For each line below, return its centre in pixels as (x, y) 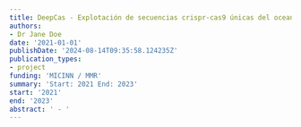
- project (28, 68)
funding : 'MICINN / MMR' (56, 76)
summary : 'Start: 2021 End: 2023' (74, 84)
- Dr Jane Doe (36, 34)
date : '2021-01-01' (46, 42)
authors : (26, 26)
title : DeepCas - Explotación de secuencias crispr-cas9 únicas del (140, 17)
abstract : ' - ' (39, 109)
